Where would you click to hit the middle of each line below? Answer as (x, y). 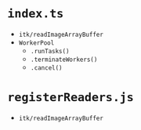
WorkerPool (36, 43)
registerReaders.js (70, 97)
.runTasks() (50, 51)
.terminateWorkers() (64, 60)
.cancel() (47, 68)
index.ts (36, 14)
